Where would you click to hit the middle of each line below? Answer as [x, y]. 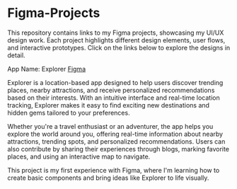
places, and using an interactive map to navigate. [79, 156]
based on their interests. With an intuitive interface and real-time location [114, 98]
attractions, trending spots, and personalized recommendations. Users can [116, 141]
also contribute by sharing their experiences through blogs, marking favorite [118, 149]
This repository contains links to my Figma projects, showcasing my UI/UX [116, 33]
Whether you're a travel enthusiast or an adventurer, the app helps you [110, 126]
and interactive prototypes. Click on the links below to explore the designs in [119, 47]
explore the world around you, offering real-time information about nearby [115, 134]
